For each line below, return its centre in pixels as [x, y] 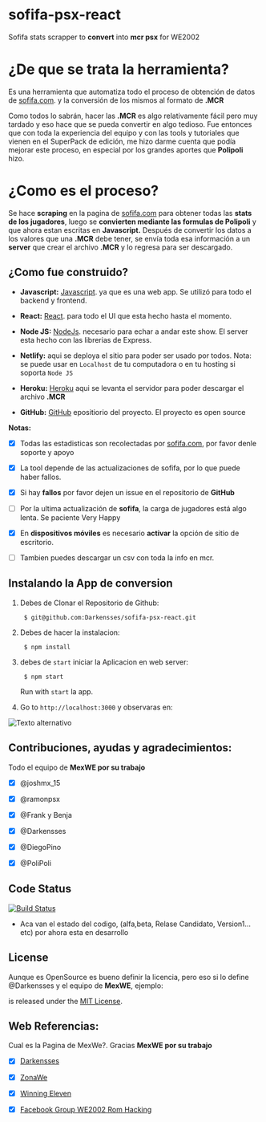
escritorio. [37, 542]
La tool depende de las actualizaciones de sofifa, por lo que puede [130, 468]
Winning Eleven [46, 1093]
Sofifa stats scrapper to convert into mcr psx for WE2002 [104, 37]
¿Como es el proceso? [84, 191]
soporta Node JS [46, 372]
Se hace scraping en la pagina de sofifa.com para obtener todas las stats [130, 213]
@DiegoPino [40, 847]
